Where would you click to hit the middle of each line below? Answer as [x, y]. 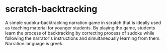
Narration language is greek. [34, 43]
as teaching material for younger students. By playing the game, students [80, 27]
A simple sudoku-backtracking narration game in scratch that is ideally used [83, 23]
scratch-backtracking [51, 9]
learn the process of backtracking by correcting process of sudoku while [80, 33]
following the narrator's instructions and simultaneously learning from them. [83, 38]
